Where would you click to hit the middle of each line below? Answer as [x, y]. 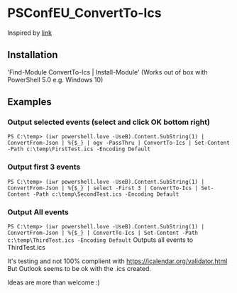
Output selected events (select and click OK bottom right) [109, 122]
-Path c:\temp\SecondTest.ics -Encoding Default [106, 194]
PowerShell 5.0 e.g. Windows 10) [55, 79]
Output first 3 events [44, 167]
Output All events [38, 212]
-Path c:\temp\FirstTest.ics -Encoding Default [79, 149]
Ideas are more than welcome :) [54, 282]
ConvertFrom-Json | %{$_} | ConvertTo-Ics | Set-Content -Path [103, 233]
